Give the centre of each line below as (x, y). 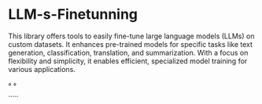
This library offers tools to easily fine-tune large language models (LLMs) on (131, 36)
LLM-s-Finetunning (73, 14)
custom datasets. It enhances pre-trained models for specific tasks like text (131, 44)
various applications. (42, 69)
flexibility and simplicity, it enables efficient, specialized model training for (128, 61)
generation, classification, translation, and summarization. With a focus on (128, 52)
